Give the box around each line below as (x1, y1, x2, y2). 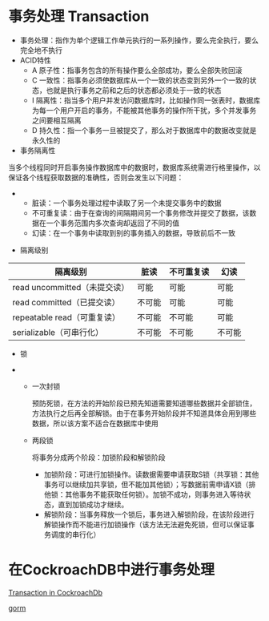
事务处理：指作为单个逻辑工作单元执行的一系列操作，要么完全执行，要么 (19, 35, 259, 45)
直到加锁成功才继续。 (58, 499, 129, 509)
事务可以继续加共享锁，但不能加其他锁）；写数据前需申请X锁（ (43, 479, 249, 489)
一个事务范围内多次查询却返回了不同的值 (46, 218, 180, 228)
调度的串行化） (50, 530, 101, 539)
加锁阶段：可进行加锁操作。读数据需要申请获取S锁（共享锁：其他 (43, 470, 259, 479)
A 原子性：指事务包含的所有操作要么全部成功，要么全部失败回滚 (31, 65, 243, 75)
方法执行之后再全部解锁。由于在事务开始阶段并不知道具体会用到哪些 (31, 408, 257, 417)
